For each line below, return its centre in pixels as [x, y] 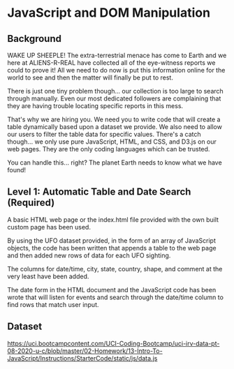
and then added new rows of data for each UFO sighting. [89, 255]
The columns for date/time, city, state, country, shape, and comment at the [115, 269]
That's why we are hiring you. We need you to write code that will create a [114, 119]
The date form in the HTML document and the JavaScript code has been [112, 289]
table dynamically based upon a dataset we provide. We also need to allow [115, 127]
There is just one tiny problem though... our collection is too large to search [115, 91]
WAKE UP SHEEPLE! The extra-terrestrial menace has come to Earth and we [117, 55]
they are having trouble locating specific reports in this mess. [95, 106]
